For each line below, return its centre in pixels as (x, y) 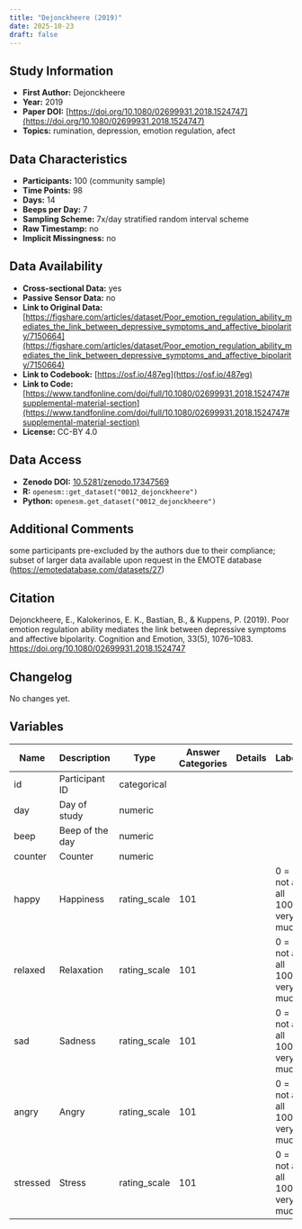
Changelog (41, 677)
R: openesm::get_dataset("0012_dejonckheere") (110, 491)
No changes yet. (40, 699)
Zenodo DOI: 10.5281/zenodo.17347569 (95, 482)
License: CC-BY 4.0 (60, 431)
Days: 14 (39, 200)
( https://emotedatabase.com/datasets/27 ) (87, 570)
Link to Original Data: (62, 307)
